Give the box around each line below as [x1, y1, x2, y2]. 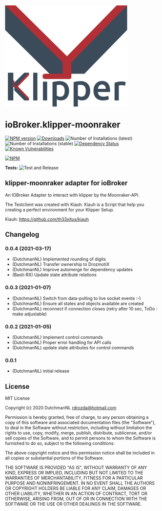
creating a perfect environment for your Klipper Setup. [5, 206, 114, 212]
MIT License [5, 395, 30, 401]
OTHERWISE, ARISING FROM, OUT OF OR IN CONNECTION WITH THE [5, 496, 147, 502]
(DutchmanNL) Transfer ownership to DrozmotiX [12, 261, 110, 267]
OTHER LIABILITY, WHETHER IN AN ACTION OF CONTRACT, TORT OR [5, 491, 147, 497]
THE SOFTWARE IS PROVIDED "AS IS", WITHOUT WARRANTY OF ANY [5, 464, 147, 471]
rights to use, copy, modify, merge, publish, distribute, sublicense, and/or [5, 430, 152, 436]
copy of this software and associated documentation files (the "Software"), [5, 420, 156, 426]
